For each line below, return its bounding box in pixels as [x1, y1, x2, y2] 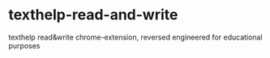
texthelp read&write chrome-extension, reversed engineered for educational [8, 32, 263, 42]
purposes [8, 40, 41, 50]
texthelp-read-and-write [8, 6, 178, 24]
